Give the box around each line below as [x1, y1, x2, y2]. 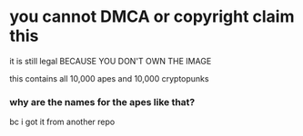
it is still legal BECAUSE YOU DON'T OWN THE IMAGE [9, 55, 212, 66]
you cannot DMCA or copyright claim [9, 6, 295, 27]
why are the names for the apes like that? [9, 95, 196, 108]
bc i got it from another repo [9, 116, 116, 128]
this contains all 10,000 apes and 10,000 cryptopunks [9, 73, 209, 83]
